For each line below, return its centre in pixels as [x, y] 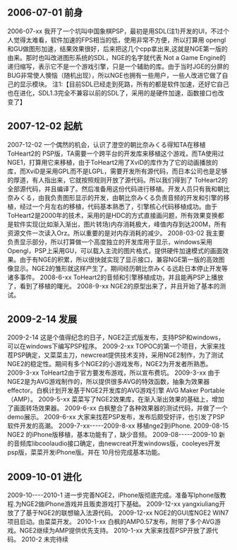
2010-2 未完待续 [45, 539]
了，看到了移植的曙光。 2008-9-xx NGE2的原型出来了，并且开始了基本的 [114, 286]
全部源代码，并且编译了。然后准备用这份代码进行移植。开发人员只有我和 [112, 189]
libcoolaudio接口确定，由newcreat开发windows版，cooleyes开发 [126, 443]
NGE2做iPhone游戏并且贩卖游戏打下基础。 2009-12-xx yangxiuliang [120, 504]
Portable [212, 390]
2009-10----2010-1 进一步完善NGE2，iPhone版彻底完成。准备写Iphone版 [114, 495]
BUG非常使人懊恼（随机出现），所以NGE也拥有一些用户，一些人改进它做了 [115, 75]
